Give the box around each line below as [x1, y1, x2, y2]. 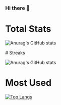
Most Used [5, 77, 52, 89]
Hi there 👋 [5, 5, 30, 12]
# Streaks [5, 49, 25, 56]
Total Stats [5, 23, 51, 35]
